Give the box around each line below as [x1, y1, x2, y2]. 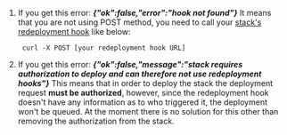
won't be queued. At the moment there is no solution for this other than [17, 107, 279, 116]
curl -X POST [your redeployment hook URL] [21, 44, 186, 52]
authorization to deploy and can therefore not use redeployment [17, 68, 262, 79]
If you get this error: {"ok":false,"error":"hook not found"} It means [17, 8, 272, 18]
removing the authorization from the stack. [17, 115, 176, 126]
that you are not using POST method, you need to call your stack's [17, 17, 262, 28]
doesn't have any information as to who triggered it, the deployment [17, 97, 267, 107]
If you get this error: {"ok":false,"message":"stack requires [17, 60, 243, 69]
